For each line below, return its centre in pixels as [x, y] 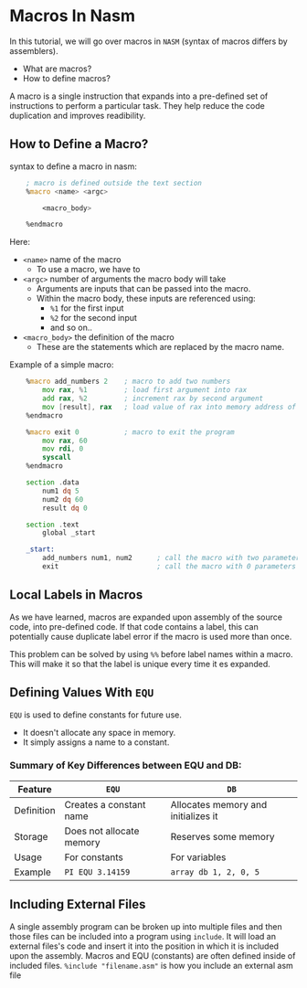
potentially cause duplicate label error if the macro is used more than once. [151, 636]
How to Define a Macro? [79, 144]
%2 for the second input [93, 318]
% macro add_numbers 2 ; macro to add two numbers [128, 382]
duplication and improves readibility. [78, 115]
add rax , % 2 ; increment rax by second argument [153, 398]
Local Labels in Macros [76, 595]
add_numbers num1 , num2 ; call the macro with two [151, 558]
